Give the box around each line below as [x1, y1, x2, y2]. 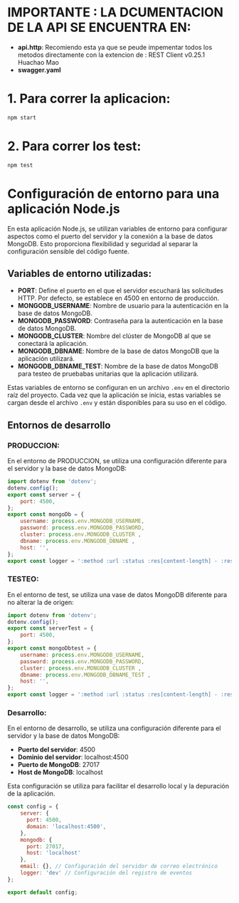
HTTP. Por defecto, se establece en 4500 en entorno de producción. [17, 294, 220, 302]
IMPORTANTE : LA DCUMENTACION [7, 4, 224, 21]
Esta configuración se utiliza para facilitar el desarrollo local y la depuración [7, 782, 230, 791]
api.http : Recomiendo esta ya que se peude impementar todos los [17, 43, 213, 51]
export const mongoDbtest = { [7, 645, 97, 652]
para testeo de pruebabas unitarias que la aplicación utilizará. [17, 369, 199, 378]
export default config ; [7, 889, 78, 896]
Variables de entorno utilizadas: [7, 268, 152, 280]
